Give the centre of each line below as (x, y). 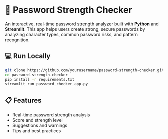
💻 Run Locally (28, 56)
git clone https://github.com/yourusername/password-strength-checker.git (85, 70)
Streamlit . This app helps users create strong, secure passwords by (75, 29)
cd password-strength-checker (37, 75)
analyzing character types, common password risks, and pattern (72, 34)
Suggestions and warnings (40, 126)
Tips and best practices (37, 131)
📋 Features (23, 100)
